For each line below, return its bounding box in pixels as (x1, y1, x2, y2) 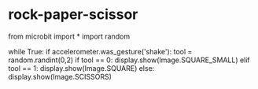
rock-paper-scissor (8, 6, 138, 24)
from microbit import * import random (8, 32, 131, 41)
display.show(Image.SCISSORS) (8, 72, 112, 81)
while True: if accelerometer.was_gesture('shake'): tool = (8, 46, 193, 56)
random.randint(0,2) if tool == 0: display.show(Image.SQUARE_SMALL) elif (8, 55, 250, 65)
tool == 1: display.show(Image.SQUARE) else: (8, 63, 155, 72)
